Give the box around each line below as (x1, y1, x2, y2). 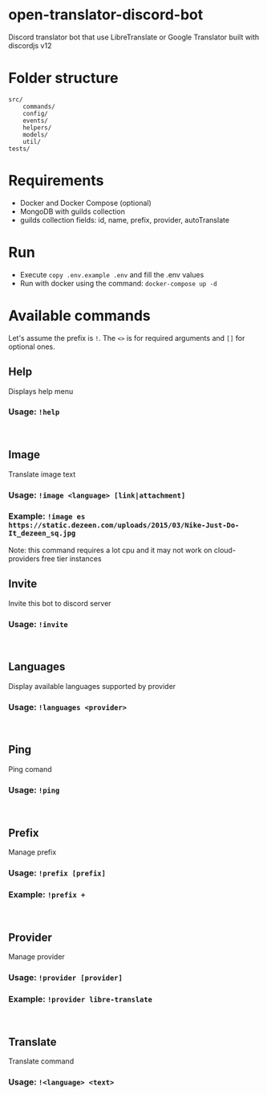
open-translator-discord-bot (8, 6, 204, 24)
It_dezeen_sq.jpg (8, 529, 76, 538)
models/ (22, 130, 48, 138)
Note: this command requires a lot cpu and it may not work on (8, 545, 212, 555)
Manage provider (8, 952, 66, 962)
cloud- (213, 545, 237, 555)
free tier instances (41, 553, 102, 564)
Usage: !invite (8, 618, 68, 630)
